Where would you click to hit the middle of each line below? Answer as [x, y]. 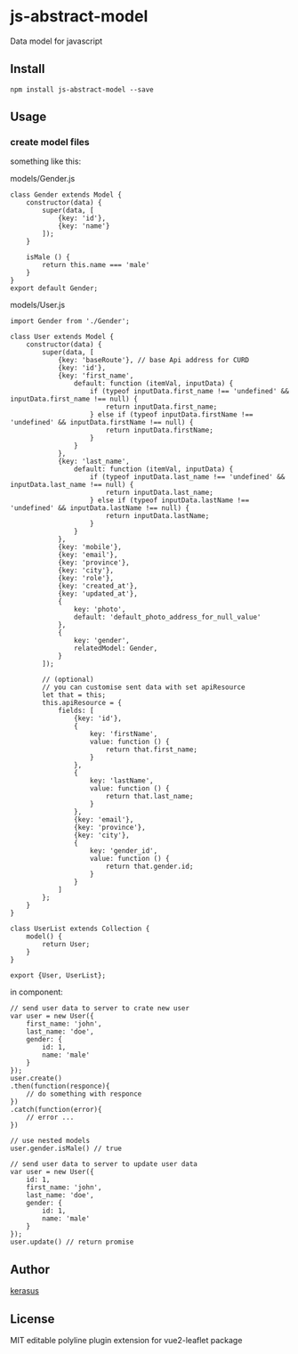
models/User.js [38, 305]
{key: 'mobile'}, [90, 547]
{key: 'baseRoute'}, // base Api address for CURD [153, 361]
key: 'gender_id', [124, 851]
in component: [36, 992]
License [32, 1319]
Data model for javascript [56, 41]
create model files [50, 142]
